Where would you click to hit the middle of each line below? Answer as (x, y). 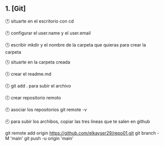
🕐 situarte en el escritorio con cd (39, 21)
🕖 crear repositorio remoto (33, 97)
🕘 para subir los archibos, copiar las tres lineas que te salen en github (77, 121)
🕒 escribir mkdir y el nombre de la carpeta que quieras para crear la (76, 44)
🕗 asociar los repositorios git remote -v (46, 109)
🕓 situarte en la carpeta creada (38, 62)
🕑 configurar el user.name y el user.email (48, 33)
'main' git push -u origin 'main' (42, 138)
